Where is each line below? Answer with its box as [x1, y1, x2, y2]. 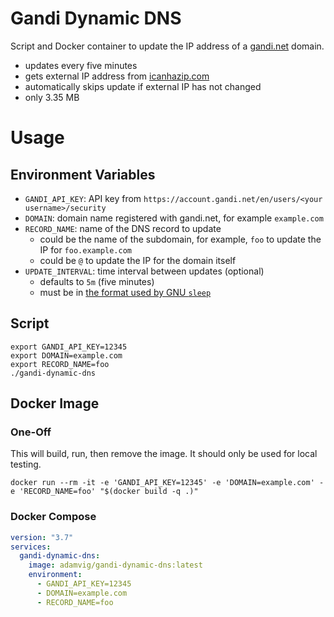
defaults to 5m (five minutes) [39, 275, 155, 287]
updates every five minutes [24, 59, 138, 71]
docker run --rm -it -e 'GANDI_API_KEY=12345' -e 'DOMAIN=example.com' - [10, 478, 325, 488]
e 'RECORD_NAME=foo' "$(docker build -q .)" [10, 487, 199, 497]
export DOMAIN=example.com [10, 350, 123, 361]
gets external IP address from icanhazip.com [24, 70, 210, 82]
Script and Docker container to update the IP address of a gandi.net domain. [10, 40, 325, 52]
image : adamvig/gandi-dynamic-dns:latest [28, 560, 203, 571]
